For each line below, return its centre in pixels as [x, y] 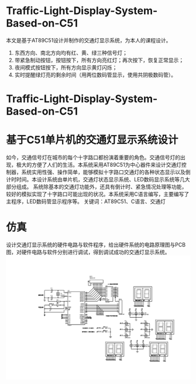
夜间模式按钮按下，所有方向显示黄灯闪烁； [66, 67]
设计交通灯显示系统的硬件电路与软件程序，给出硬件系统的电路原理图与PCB [96, 245]
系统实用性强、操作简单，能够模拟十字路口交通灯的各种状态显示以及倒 [106, 172]
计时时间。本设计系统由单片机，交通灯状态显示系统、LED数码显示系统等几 [96, 180]
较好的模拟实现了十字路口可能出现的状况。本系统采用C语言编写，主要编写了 [98, 194]
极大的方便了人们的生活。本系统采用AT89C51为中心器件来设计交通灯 [99, 165]
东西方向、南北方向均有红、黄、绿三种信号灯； [71, 53]
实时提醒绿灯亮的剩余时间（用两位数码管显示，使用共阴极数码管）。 [95, 75]
